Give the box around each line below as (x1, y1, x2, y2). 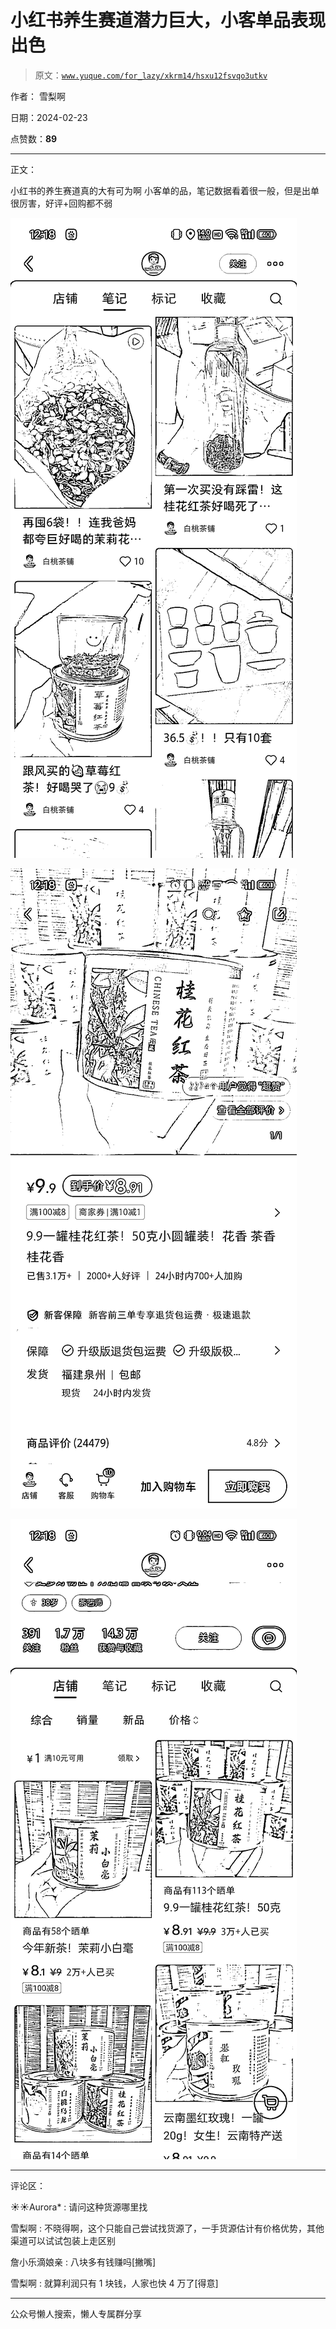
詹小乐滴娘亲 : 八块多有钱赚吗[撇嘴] (10, 2256, 157, 2268)
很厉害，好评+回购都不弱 (10, 197, 113, 209)
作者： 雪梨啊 (10, 90, 66, 102)
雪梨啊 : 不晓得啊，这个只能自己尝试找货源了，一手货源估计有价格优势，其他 (10, 2222, 325, 2234)
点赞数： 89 (10, 132, 58, 145)
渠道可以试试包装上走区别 (10, 2234, 116, 2246)
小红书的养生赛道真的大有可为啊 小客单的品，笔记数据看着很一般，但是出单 (10, 184, 320, 196)
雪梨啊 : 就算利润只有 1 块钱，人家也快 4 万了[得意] (10, 2277, 219, 2289)
